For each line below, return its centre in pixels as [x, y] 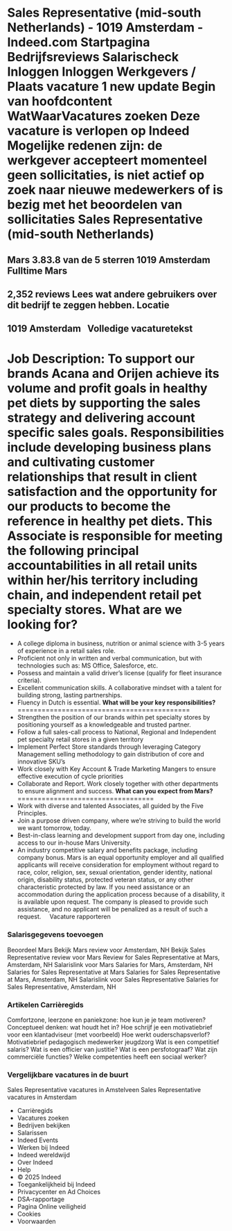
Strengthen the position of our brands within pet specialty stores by [114, 718]
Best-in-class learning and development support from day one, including [121, 836]
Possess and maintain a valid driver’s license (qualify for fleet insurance [119, 673]
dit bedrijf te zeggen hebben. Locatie [88, 305]
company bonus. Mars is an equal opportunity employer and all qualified [120, 858]
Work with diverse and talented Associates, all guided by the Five [110, 806]
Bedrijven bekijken [44, 1125]
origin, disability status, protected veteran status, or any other [105, 879]
